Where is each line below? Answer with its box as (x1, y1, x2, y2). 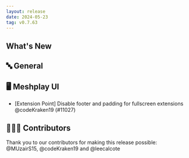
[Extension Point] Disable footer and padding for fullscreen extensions (14, 100, 184, 107)
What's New (6, 41, 52, 51)
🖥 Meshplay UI (6, 81, 60, 91)
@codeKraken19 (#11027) (14, 106, 76, 113)
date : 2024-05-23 (6, 14, 48, 20)
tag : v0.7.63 (6, 19, 38, 25)
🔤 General (6, 61, 44, 71)
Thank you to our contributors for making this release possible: (6, 139, 157, 146)
